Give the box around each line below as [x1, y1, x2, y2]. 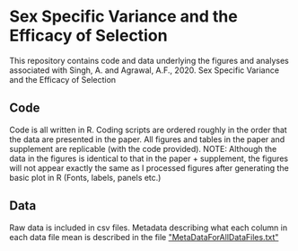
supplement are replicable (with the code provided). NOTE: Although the [9, 143, 277, 154]
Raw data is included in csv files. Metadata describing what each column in [9, 222, 288, 233]
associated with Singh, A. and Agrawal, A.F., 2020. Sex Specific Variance [9, 65, 280, 76]
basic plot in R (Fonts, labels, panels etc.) [9, 172, 162, 183]
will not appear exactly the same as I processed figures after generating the [9, 162, 289, 173]
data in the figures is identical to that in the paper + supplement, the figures [9, 153, 289, 164]
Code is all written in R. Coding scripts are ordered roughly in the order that [9, 124, 287, 135]
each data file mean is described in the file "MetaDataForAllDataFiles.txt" [9, 231, 279, 242]
